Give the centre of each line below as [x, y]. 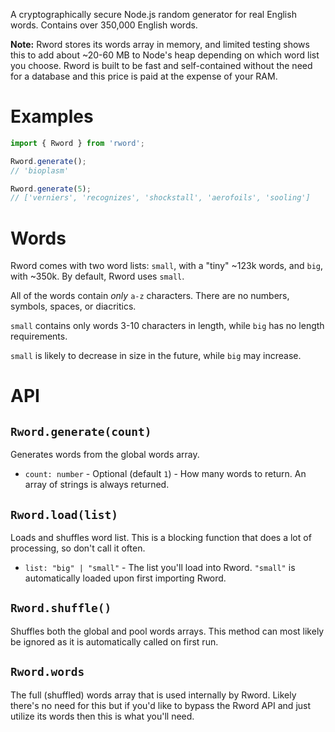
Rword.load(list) [64, 514]
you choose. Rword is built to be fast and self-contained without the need [161, 65]
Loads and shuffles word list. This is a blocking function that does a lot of [161, 538]
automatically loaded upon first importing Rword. [125, 578]
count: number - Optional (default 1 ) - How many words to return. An [165, 474]
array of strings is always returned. [97, 485]
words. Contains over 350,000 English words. [104, 25]
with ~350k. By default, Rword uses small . [97, 276]
